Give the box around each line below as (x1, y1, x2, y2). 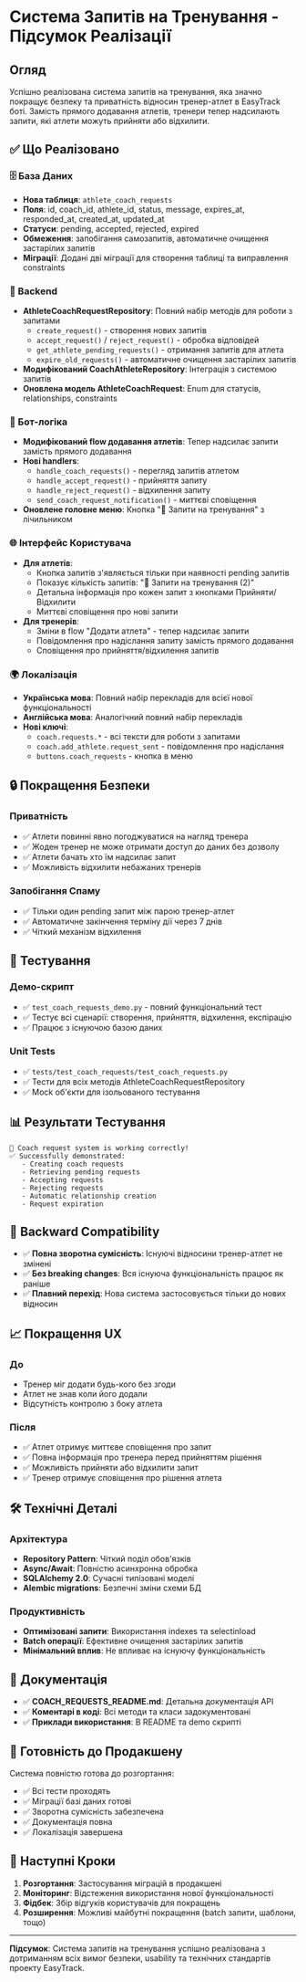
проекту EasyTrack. (9, 1962, 85, 1973)
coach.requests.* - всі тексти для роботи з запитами (36, 730, 240, 741)
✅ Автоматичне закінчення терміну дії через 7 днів (22, 916, 223, 927)
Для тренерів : (22, 615, 79, 626)
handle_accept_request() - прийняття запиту (36, 475, 208, 486)
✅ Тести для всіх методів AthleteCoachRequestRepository (22, 1075, 246, 1087)
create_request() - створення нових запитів (36, 324, 208, 335)
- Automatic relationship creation (21, 1191, 157, 1201)
